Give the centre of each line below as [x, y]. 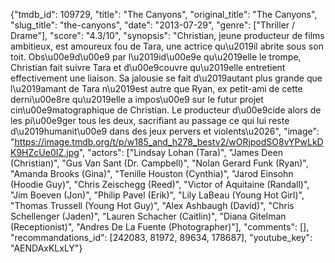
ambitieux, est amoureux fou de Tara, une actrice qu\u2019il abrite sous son [167, 46]
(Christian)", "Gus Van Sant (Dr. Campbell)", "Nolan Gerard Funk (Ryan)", [159, 163]
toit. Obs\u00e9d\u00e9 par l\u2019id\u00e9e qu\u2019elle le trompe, [156, 57]
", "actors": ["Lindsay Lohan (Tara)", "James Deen [180, 152]
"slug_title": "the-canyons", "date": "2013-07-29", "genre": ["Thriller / [153, 25]
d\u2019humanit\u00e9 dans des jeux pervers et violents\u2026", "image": [165, 131]
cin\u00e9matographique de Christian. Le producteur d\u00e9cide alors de [166, 110]
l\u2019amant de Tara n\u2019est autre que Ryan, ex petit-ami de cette [156, 88]
